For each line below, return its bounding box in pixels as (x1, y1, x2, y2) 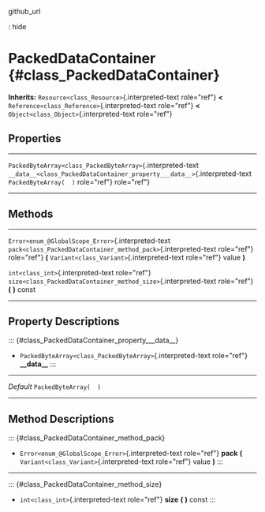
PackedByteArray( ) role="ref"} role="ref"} (8, 177, 151, 186)
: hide (8, 22, 27, 31)
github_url (8, 7, 41, 16)
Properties (8, 132, 62, 145)
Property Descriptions (8, 315, 120, 328)
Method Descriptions (8, 412, 114, 425)
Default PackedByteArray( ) (8, 382, 102, 391)
